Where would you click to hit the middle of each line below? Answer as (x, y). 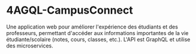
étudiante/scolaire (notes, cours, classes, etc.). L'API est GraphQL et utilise (98, 39)
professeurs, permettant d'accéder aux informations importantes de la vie (97, 33)
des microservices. (30, 46)
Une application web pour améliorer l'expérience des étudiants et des (92, 27)
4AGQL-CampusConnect (70, 10)
